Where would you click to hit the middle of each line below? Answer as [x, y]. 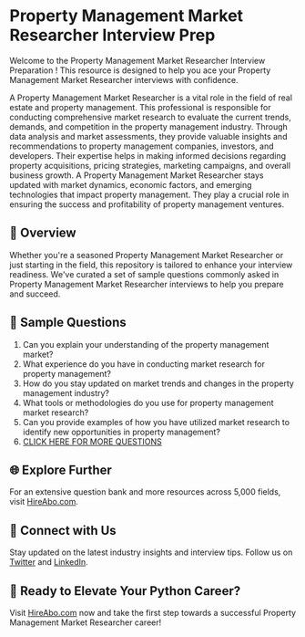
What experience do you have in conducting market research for [144, 364]
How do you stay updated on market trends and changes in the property [158, 383]
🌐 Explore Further [61, 470]
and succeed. [35, 294]
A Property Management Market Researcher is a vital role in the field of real [151, 98]
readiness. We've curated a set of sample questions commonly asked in [144, 274]
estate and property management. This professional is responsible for [140, 107]
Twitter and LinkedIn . [49, 562]
